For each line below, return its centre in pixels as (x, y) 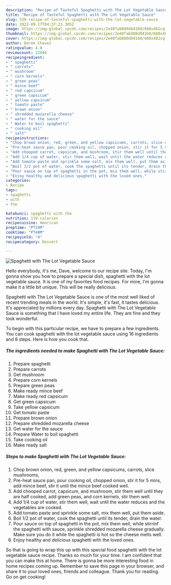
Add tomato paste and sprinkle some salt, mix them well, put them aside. (89, 513)
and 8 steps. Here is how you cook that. (47, 339)
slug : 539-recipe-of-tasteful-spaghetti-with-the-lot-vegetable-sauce (82, 19)
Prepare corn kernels (35, 380)
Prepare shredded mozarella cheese (51, 423)
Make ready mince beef (38, 391)
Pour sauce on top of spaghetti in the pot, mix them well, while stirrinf (86, 523)
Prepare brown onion (35, 418)
